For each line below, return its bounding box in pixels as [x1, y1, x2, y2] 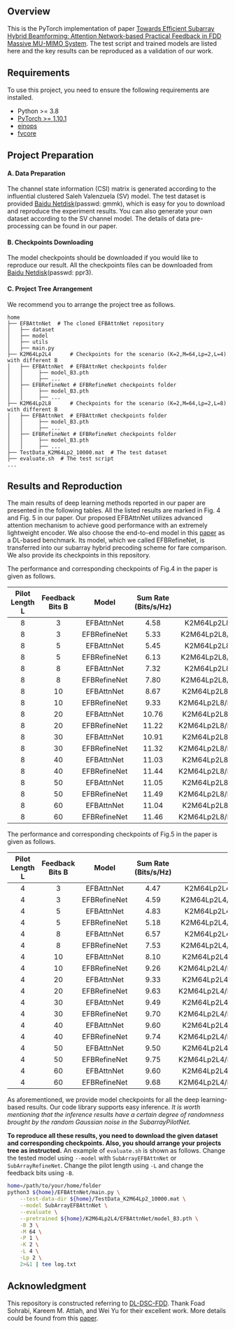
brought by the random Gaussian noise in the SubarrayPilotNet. [7, 1118, 191, 1126]
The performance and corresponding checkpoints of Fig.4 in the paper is [7, 564, 218, 573]
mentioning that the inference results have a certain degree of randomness [7, 1111, 225, 1119]
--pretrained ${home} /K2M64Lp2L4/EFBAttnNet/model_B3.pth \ [20, 1215, 199, 1222]
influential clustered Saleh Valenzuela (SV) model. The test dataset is [7, 192, 206, 201]
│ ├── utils [7, 338, 49, 345]
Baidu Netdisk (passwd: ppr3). [7, 268, 93, 277]
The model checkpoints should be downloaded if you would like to [7, 253, 199, 262]
